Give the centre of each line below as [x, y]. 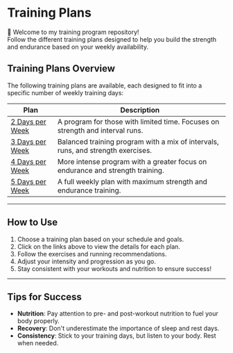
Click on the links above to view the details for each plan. [98, 246]
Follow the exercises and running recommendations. [92, 254]
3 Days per [28, 142]
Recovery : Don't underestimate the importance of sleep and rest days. [118, 329]
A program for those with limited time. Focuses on [138, 122]
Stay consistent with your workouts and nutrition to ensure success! [114, 268]
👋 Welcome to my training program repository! [73, 32]
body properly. [38, 321]
